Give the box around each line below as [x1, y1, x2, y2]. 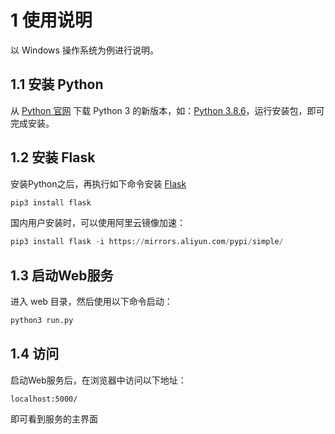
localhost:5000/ [10, 394, 78, 404]
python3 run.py [10, 316, 74, 326]
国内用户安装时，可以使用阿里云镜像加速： [10, 217, 186, 229]
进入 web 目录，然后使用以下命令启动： [10, 296, 173, 308]
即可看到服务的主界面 [10, 412, 98, 425]
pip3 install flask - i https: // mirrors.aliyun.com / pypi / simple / [10, 237, 284, 247]
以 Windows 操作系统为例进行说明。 [10, 44, 159, 56]
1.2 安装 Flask [10, 149, 96, 166]
